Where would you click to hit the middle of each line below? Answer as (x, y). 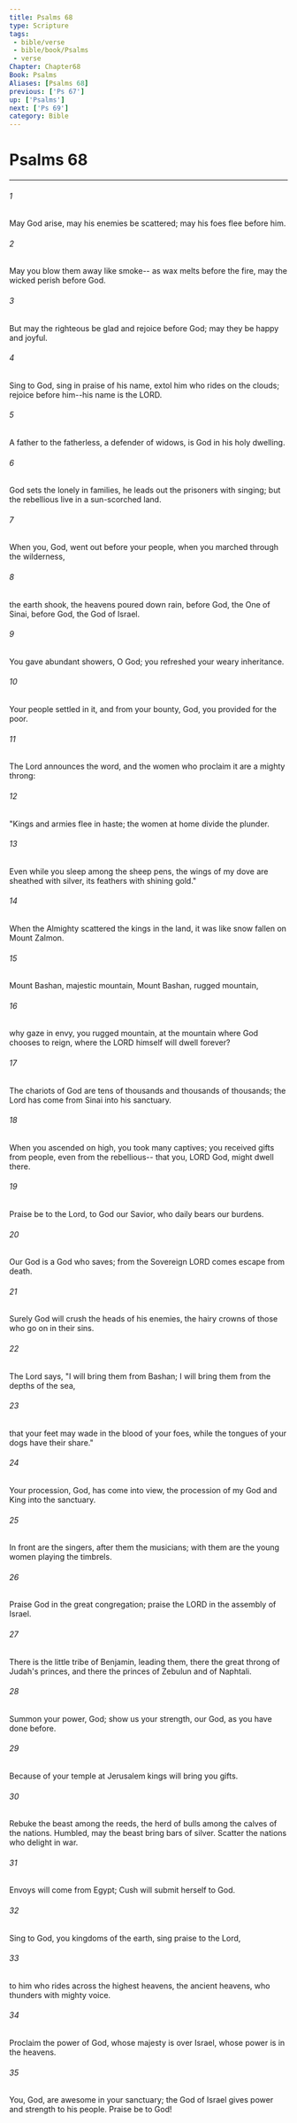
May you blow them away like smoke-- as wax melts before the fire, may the (148, 271)
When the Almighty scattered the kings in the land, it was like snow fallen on (148, 928)
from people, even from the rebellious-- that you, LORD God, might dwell (141, 1157)
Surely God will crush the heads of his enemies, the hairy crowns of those (144, 1319)
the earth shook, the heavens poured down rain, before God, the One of (140, 604)
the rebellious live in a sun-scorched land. (85, 500)
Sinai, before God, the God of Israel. (74, 614)
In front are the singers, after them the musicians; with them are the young (145, 1547)
